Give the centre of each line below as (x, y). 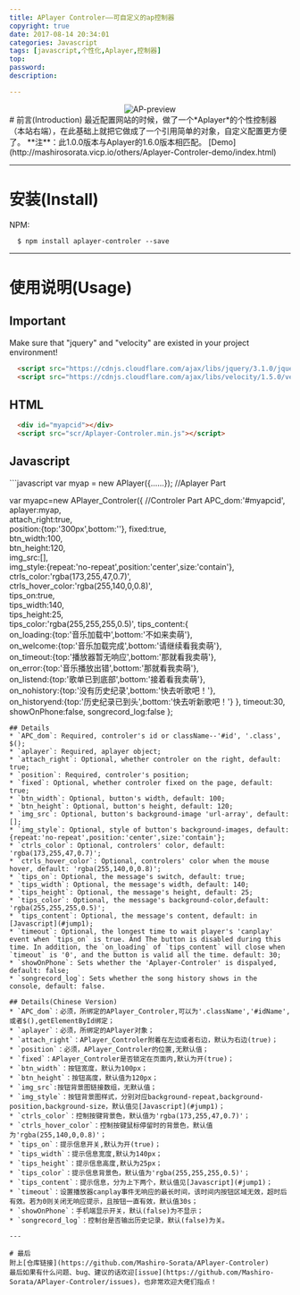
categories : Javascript (54, 42)
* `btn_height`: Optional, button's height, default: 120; (121, 806)
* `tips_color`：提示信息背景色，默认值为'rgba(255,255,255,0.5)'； (130, 1172)
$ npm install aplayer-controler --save (93, 241)
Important (37, 322)
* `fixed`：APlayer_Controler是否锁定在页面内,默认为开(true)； (122, 1059)
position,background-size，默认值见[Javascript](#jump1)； (117, 1106)
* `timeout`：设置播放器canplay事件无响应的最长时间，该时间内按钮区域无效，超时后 (148, 1192)
